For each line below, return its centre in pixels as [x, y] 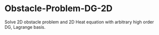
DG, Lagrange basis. [25, 27]
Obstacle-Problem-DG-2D [59, 9]
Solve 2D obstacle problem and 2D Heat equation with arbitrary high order [79, 22]
